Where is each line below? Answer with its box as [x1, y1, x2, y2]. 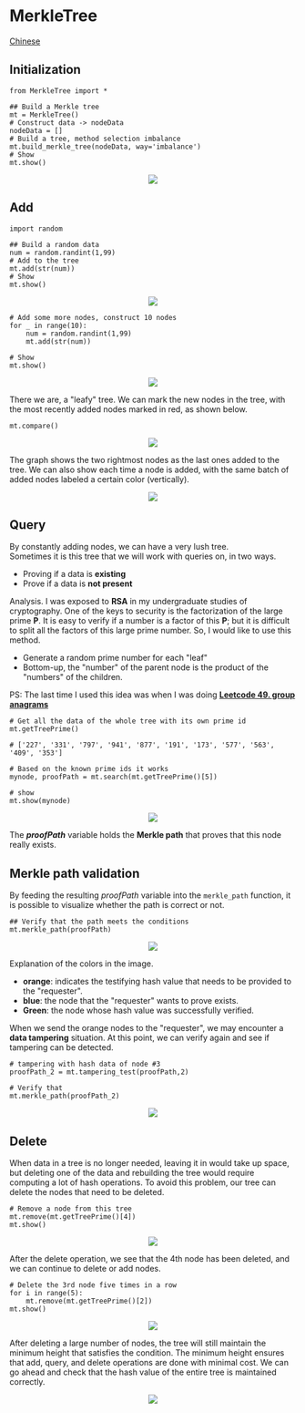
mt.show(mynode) [9, 797, 71, 806]
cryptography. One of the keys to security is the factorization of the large [9, 605, 284, 616]
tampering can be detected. [9, 1042, 114, 1053]
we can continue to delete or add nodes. [9, 1263, 161, 1274]
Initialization [9, 62, 82, 77]
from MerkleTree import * [9, 86, 107, 96]
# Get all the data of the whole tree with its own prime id [9, 717, 247, 726]
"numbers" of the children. [22, 672, 123, 683]
